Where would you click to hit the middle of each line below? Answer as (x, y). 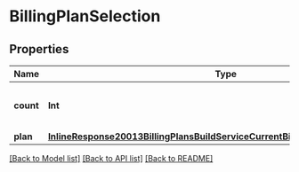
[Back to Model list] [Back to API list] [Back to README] (111, 158)
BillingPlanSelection (85, 16)
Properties (39, 49)
